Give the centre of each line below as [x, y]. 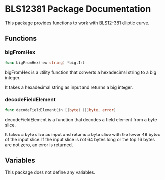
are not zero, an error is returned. [39, 145]
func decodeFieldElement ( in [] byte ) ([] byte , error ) [61, 110]
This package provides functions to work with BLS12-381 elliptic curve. [77, 23]
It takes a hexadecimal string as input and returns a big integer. [69, 87]
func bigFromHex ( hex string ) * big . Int [45, 63]
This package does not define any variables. [50, 172]
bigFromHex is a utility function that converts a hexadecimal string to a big [81, 72]
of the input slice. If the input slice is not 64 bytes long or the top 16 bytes [80, 139]
